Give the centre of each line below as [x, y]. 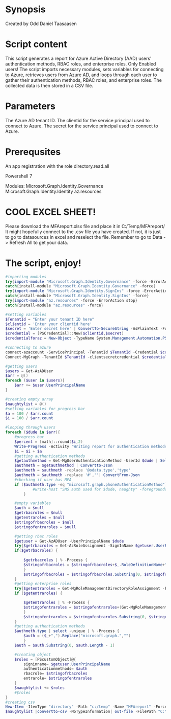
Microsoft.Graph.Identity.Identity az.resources [53, 191]
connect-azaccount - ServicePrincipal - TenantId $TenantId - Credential [82, 352]
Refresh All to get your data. [39, 242]
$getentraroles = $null [40, 518]
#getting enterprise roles [43, 584]
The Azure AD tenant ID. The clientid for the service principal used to [78, 120]
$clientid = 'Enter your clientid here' [49, 324]
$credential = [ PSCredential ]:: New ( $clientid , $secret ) [65, 333]
